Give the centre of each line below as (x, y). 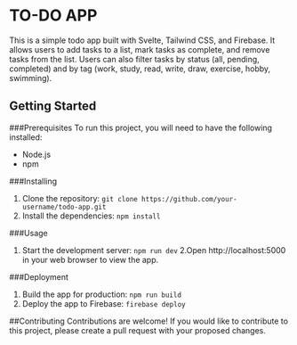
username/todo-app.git (64, 207)
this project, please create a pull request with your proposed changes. (138, 330)
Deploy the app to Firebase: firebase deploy (104, 303)
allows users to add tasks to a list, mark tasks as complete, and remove (140, 49)
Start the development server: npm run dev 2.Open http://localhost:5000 (154, 250)
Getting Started (53, 107)
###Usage (29, 233)
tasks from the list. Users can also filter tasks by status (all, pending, (134, 59)
